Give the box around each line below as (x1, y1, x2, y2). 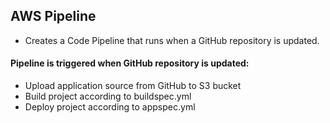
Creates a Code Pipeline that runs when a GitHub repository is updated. (24, 34, 320, 46)
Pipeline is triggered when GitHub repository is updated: (10, 57, 250, 69)
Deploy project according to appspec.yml (24, 101, 196, 113)
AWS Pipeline (10, 8, 97, 25)
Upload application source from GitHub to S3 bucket (24, 80, 242, 92)
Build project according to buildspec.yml (24, 90, 192, 103)
